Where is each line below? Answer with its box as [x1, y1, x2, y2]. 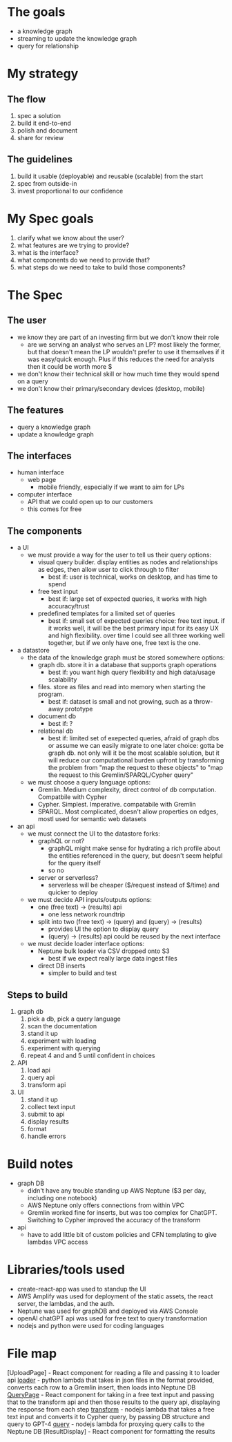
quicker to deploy [48, 888, 98, 896]
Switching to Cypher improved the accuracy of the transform [27, 1215, 201, 1224]
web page [27, 476, 57, 484]
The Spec [7, 287, 64, 302]
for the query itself [48, 859, 101, 867]
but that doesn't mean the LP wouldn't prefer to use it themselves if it [27, 347, 225, 356]
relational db [37, 727, 74, 736]
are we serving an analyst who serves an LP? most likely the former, [27, 340, 222, 349]
